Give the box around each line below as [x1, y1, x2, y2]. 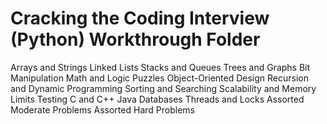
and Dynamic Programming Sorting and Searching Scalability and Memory [10, 82, 317, 94]
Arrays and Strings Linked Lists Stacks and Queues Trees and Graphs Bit [10, 61, 311, 73]
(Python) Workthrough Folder [10, 28, 261, 51]
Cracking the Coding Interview [10, 7, 270, 30]
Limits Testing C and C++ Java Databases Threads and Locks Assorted [10, 93, 305, 105]
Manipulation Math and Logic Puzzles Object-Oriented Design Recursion [10, 72, 310, 84]
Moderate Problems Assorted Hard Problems [10, 103, 195, 116]
